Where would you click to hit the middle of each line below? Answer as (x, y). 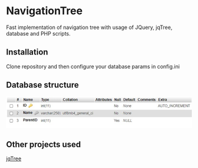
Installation (27, 52)
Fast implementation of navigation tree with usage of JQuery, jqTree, (89, 27)
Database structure (42, 85)
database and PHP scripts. (38, 33)
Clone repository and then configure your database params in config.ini (93, 66)
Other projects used (44, 144)
